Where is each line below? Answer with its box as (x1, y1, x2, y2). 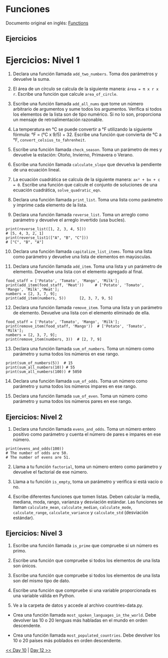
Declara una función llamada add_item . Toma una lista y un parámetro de (12, 263, 163, 270)
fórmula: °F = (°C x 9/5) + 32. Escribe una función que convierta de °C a (12, 132, 162, 138)
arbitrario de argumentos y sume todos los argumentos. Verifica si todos (12, 106, 162, 112)
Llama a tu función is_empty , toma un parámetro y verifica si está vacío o (12, 479, 163, 485)
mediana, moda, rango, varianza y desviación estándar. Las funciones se (12, 499, 163, 505)
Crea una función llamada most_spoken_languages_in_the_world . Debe (12, 612, 157, 618)
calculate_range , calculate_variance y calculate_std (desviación (12, 509, 149, 515)
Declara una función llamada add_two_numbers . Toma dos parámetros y (12, 71, 158, 77)
